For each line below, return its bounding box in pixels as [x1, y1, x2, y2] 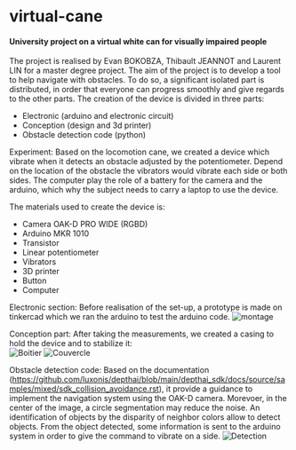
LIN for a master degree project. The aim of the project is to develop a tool [9, 65, 282, 76]
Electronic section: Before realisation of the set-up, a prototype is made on [9, 302, 283, 312]
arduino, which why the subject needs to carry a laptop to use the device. [9, 185, 279, 195]
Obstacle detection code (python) [21, 130, 147, 140]
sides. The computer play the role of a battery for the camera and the [9, 175, 263, 186]
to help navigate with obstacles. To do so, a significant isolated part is [9, 75, 265, 85]
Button [21, 275, 47, 286]
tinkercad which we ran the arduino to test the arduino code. [9, 312, 231, 322]
